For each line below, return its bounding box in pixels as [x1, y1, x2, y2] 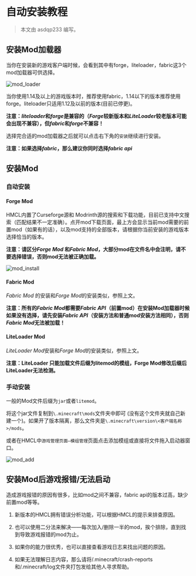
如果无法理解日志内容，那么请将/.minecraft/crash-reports [14, 555, 153, 562]
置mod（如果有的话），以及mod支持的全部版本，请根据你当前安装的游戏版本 [6, 226, 189, 233]
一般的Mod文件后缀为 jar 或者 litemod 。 [6, 397, 100, 404]
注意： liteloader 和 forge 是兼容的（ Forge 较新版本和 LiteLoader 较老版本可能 [6, 112, 187, 119]
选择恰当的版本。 [6, 233, 47, 241]
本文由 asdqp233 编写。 [20, 26, 79, 33]
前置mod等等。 [6, 498, 43, 506]
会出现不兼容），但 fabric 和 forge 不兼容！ [6, 120, 104, 127]
